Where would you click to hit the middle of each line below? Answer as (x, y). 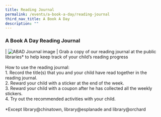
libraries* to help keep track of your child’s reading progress (67, 57)
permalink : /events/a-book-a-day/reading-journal (58, 14)
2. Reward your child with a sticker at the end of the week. (65, 83)
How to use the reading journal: (37, 67)
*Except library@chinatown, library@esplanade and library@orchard (76, 109)
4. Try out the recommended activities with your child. (60, 99)
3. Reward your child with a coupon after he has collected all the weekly (79, 88)
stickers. (14, 93)
